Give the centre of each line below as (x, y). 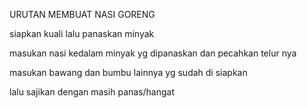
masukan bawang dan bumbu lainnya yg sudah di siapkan (128, 72)
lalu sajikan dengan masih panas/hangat (92, 92)
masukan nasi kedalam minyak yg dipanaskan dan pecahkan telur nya (153, 53)
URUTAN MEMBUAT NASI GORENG (82, 14)
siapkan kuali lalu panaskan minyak (82, 33)
